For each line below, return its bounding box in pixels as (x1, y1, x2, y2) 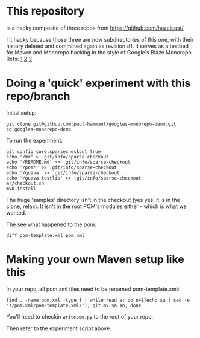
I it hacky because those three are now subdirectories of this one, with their (6, 36, 194, 43)
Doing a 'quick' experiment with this (6, 77, 191, 90)
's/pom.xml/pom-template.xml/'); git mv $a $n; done (6, 302, 142, 308)
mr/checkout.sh (6, 180, 45, 186)
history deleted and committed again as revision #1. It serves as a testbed (6, 42, 189, 50)
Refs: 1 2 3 (6, 55, 32, 62)
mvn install (6, 186, 36, 192)
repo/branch (6, 89, 70, 103)
